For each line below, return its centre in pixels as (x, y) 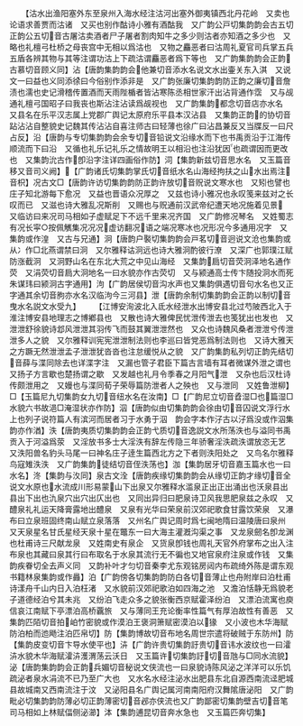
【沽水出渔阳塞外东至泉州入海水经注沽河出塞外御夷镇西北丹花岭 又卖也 (157, 13)
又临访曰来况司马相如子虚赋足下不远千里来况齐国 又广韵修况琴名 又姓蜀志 (151, 216)
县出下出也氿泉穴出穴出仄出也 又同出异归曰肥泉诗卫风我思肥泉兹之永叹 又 (151, 498)
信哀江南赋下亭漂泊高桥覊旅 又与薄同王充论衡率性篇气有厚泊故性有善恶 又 (151, 611)
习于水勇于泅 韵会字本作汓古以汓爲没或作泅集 (207, 419)
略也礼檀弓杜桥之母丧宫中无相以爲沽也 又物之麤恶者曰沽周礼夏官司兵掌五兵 (151, 47)
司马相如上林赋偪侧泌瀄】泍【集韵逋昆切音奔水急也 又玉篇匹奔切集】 (140, 712)
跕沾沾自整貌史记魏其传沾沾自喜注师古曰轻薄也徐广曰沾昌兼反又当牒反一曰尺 (151, 126)
